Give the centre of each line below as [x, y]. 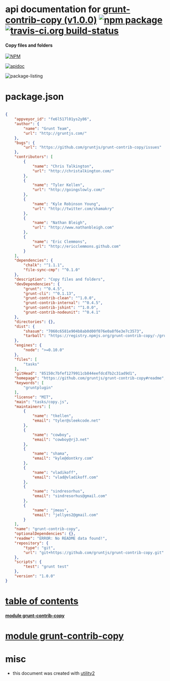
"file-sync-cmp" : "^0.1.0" [52, 270]
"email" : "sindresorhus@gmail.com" [70, 496]
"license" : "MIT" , [34, 397]
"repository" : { [32, 543]
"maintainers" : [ [33, 406]
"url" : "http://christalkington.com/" [73, 171]
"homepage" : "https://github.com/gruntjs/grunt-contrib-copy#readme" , [90, 379]
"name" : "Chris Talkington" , [63, 166]
